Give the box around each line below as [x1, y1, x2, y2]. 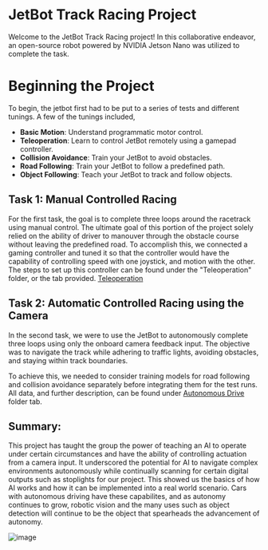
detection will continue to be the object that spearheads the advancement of [8, 508, 260, 518]
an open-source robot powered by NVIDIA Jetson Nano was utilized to [8, 40, 240, 49]
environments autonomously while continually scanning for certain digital [8, 466, 249, 476]
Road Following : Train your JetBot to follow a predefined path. [19, 161, 226, 171]
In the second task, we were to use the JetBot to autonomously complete [8, 330, 249, 340]
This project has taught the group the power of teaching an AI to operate [8, 441, 247, 450]
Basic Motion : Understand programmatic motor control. [19, 127, 203, 137]
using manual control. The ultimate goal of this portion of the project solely [8, 222, 254, 232]
